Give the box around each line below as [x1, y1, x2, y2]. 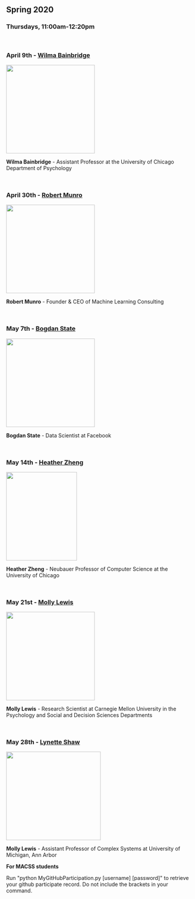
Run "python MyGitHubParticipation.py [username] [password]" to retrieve [6, 875, 189, 882]
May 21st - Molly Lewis [6, 598, 74, 606]
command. [6, 887, 33, 894]
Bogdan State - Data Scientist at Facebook [6, 431, 112, 439]
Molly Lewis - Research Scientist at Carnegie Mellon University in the [6, 705, 177, 713]
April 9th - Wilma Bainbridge [6, 51, 90, 59]
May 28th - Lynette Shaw [6, 738, 80, 746]
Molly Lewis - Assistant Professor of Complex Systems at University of [6, 845, 180, 853]
